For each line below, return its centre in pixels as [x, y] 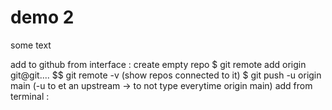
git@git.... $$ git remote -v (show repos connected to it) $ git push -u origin [166, 75]
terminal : [30, 96]
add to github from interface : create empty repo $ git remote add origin [158, 64]
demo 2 [42, 17]
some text [31, 45]
